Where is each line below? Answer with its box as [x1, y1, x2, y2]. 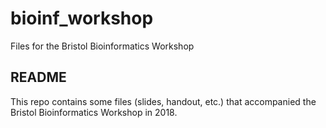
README [10, 69, 67, 86]
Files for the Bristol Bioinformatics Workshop [10, 40, 195, 52]
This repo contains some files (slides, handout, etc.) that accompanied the [10, 95, 317, 107]
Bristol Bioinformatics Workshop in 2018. [10, 106, 178, 118]
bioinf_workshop [10, 7, 154, 30]
